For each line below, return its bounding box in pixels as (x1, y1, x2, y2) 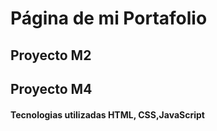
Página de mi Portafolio (10, 7, 208, 30)
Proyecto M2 (10, 47, 92, 64)
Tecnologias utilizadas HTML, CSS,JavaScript (10, 108, 205, 121)
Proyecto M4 (10, 80, 93, 97)
